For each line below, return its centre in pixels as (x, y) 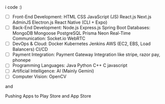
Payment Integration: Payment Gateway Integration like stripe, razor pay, (86, 54)
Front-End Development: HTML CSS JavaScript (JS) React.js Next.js (82, 17)
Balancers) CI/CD (30, 50)
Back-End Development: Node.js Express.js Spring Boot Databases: (81, 28)
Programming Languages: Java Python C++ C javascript (70, 65)
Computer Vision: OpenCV (39, 77)
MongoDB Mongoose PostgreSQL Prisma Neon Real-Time (72, 33)
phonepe (22, 60)
